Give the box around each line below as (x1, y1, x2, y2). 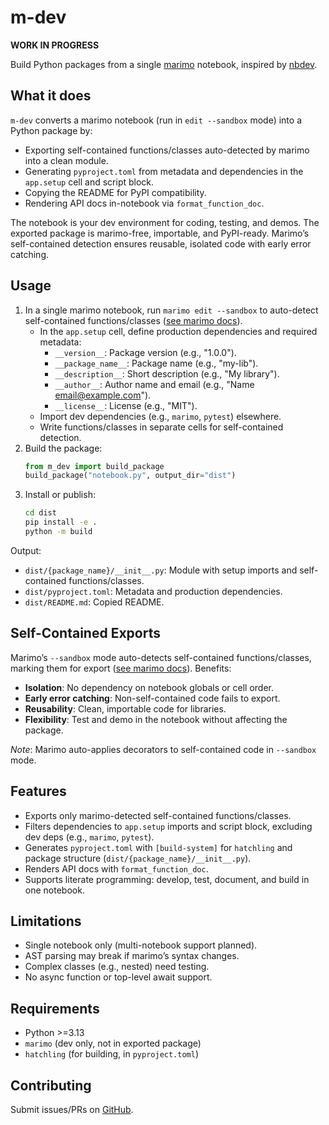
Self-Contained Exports (10, 625, 161, 642)
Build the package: (24, 442, 103, 454)
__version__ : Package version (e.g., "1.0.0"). (54, 346, 237, 358)
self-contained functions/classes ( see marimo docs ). (24, 314, 243, 326)
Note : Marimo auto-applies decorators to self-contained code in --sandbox (10, 743, 317, 755)
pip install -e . (24, 517, 98, 528)
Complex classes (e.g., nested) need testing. (24, 961, 210, 973)
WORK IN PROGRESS (10, 39, 100, 51)
